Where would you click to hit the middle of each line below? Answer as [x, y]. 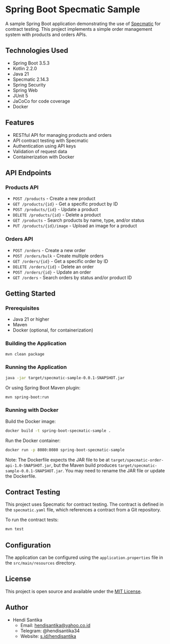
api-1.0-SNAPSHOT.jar [28, 465]
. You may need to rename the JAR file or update [114, 470]
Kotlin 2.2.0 [25, 68]
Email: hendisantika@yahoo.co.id [55, 625]
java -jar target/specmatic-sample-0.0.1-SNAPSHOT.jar [65, 378]
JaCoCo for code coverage [41, 101]
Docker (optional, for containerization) [53, 330]
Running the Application [36, 367]
